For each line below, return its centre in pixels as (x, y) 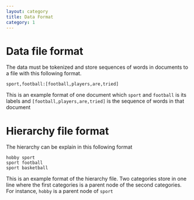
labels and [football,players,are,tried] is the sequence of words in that (95, 101)
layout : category (27, 11)
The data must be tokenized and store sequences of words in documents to (97, 67)
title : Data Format (30, 17)
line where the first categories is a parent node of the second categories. (94, 185)
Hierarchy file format (58, 131)
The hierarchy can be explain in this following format (69, 147)
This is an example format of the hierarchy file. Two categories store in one (96, 179)
